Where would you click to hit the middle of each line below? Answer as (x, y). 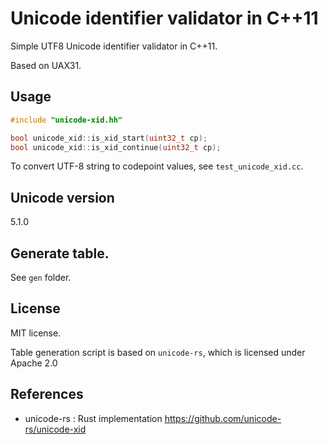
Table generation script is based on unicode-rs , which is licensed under (158, 352)
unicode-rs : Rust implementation (93, 418)
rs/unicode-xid (55, 429)
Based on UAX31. (46, 65)
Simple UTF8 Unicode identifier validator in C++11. (114, 46)
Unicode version (62, 197)
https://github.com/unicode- (223, 418)
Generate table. (60, 253)
